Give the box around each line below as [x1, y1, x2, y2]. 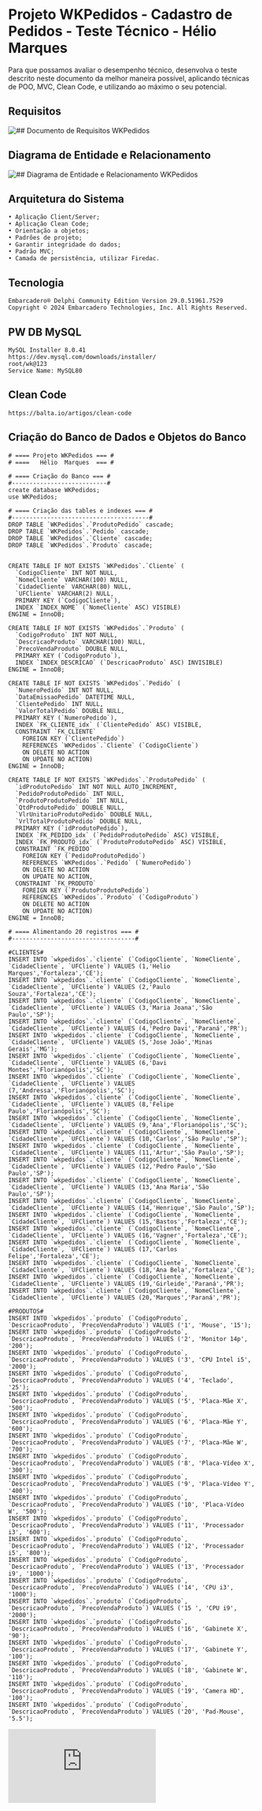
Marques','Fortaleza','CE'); [8, 969, 104, 977]
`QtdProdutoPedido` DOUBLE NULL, [15, 803, 125, 812]
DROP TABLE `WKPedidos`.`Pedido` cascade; [8, 527, 149, 536]
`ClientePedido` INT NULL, [15, 700, 104, 708]
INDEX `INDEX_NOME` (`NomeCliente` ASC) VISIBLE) [15, 603, 181, 611]
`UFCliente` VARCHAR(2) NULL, [15, 589, 114, 597]
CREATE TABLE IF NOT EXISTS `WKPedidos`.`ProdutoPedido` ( [8, 775, 206, 784]
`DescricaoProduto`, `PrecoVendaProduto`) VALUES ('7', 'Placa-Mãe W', [8, 1438, 248, 1447]
